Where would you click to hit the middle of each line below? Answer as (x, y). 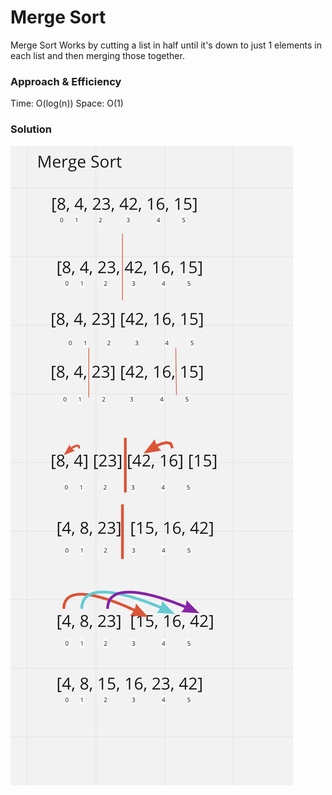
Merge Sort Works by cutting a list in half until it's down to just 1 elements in (166, 45)
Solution (31, 129)
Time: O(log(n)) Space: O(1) (67, 103)
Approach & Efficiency (66, 81)
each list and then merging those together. (97, 55)
